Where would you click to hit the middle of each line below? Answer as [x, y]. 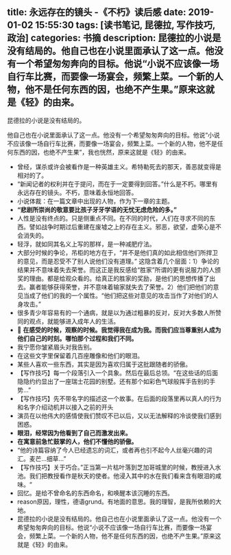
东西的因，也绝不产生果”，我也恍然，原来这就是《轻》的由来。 [101, 152]
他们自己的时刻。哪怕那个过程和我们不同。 [77, 338]
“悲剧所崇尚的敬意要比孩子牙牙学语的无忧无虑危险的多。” [97, 209]
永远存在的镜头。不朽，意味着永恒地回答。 [77, 192]
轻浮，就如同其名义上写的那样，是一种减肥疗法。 [86, 244]
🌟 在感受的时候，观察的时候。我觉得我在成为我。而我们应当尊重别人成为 [119, 330]
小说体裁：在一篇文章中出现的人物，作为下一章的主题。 [95, 201]
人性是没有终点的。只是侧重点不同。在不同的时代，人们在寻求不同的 [113, 218]
